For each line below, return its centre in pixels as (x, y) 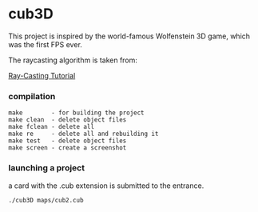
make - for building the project (77, 113)
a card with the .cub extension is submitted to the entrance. (106, 186)
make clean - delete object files (67, 120)
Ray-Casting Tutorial (42, 75)
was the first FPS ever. (45, 44)
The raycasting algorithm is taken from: (73, 60)
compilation (32, 96)
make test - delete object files (67, 141)
